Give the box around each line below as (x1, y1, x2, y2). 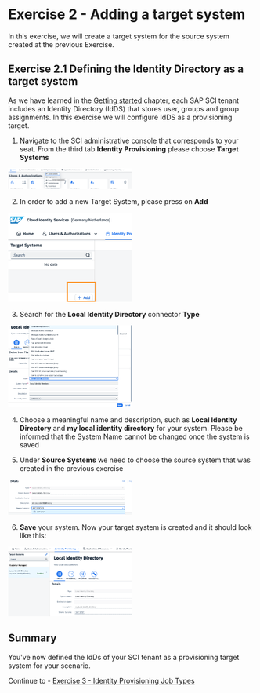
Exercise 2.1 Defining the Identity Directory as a (8, 63, 244, 76)
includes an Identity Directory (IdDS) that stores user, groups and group (8, 104, 240, 113)
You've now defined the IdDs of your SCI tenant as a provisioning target (8, 652, 240, 662)
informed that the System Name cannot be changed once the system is (19, 432, 250, 441)
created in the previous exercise (19, 464, 124, 473)
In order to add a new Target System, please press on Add (19, 196, 208, 206)
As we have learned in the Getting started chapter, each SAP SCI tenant (8, 96, 240, 105)
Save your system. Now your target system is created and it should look (19, 522, 252, 531)
